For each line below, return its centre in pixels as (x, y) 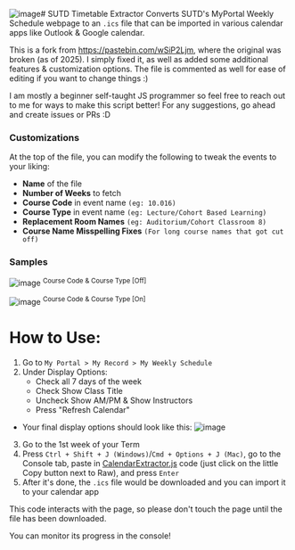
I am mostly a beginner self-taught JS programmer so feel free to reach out (147, 95)
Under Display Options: (65, 372)
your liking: (30, 167)
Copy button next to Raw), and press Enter (101, 472)
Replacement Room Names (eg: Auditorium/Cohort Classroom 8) (144, 222)
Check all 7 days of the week (89, 381)
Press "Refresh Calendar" (83, 409)
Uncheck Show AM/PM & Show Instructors (114, 400)
